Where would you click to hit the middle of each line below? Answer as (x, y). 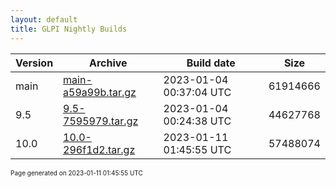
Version (34, 63)
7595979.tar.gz (101, 121)
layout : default (44, 19)
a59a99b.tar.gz (100, 92)
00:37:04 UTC (197, 92)
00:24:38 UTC (197, 121)
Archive (108, 63)
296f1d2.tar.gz (99, 149)
